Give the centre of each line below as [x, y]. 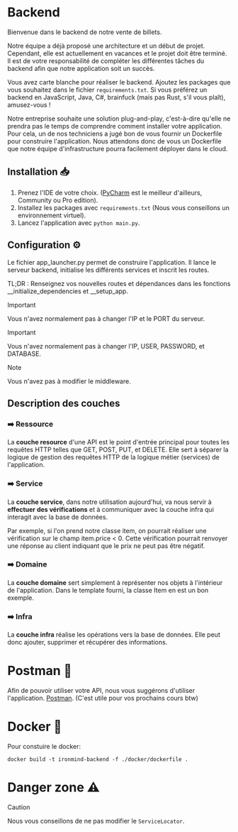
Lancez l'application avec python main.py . [79, 223]
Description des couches [64, 403]
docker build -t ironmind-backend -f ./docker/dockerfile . [98, 760]
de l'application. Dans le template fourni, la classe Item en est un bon [108, 590]
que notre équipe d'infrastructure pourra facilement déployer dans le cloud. [118, 148]
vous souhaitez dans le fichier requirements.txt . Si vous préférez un [107, 89]
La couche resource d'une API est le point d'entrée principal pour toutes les [119, 442]
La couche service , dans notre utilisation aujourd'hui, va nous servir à [110, 502]
